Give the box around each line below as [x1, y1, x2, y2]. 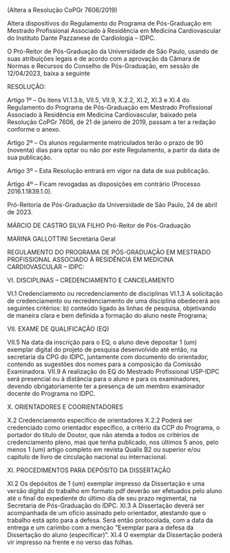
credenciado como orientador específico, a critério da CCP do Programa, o [7, 423, 220, 432]
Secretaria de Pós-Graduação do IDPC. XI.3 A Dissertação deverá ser [7, 501, 205, 510]
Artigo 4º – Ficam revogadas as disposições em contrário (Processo [7, 180, 201, 188]
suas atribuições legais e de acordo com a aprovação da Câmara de [7, 54, 201, 63]
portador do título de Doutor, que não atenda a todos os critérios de [7, 431, 200, 439]
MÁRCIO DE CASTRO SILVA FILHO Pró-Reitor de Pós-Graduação [7, 221, 191, 230]
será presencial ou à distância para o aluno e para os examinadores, [7, 375, 201, 383]
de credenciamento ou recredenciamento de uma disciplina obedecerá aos [7, 296, 220, 305]
